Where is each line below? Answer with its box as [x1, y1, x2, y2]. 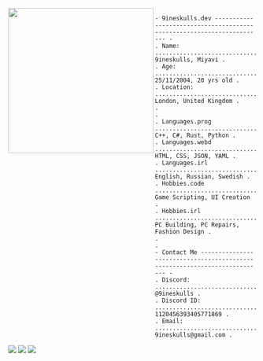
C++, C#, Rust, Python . [154, 131, 236, 139]
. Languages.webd [154, 138, 212, 146]
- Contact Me [154, 249, 198, 256]
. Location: [154, 83, 194, 91]
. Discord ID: [154, 297, 202, 304]
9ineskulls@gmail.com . [154, 331, 233, 339]
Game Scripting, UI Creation [154, 193, 250, 201]
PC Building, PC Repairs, [154, 221, 240, 229]
